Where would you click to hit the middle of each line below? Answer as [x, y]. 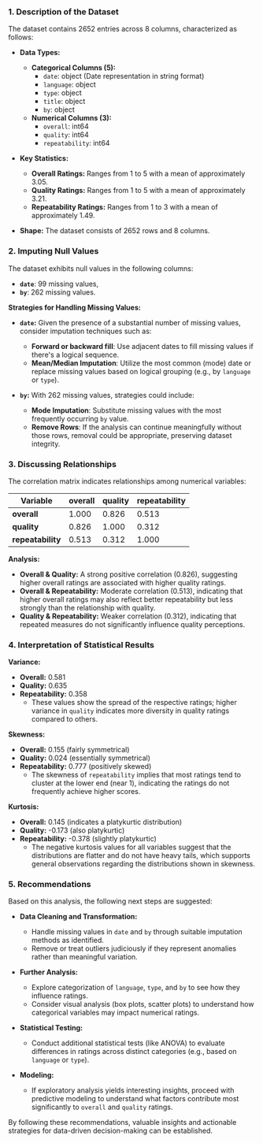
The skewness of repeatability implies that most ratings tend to [136, 775]
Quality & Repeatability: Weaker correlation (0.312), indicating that [128, 616]
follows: [21, 37]
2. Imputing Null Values [54, 251]
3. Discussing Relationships [62, 464]
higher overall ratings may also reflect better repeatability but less [126, 599]
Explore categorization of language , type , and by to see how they [135, 988]
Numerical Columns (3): [71, 118]
